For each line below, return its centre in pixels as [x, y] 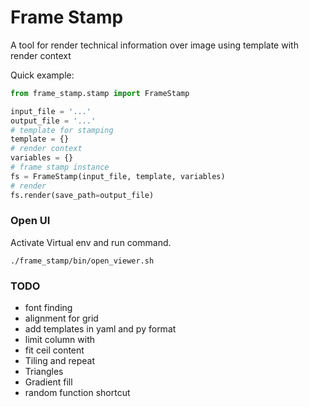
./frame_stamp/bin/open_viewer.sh [82, 261]
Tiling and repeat [59, 361]
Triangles [44, 372]
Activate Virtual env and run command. [91, 242]
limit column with [59, 340]
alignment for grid [61, 318]
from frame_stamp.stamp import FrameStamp [100, 93]
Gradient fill [48, 382]
